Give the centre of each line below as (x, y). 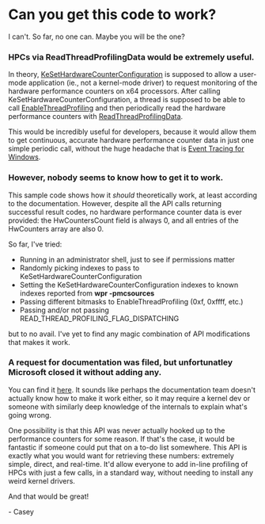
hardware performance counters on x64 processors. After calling (114, 91)
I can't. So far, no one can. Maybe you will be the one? (97, 36)
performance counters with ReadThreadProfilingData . (96, 117)
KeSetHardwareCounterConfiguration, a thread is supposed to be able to (127, 100)
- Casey (21, 511)
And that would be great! (49, 496)
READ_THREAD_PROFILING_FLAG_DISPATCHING (99, 318)
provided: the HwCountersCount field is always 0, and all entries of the (123, 220)
